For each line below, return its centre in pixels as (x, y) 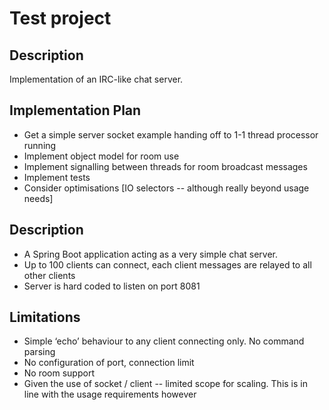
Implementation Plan (75, 110)
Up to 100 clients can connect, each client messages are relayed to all (167, 264)
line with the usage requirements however (110, 394)
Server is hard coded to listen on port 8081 (112, 286)
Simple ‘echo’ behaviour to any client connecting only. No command (164, 341)
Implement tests (57, 177)
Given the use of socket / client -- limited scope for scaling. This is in (165, 384)
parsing (39, 352)
